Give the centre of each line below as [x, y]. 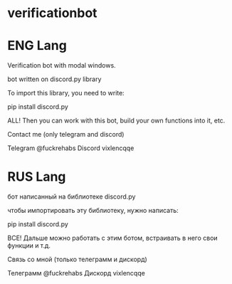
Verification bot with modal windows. [62, 65]
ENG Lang [37, 46]
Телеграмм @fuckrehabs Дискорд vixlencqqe [77, 273]
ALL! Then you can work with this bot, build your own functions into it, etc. [116, 121]
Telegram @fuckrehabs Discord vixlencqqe [71, 148]
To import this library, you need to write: [66, 93]
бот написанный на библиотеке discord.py [72, 196]
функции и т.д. [29, 246]
